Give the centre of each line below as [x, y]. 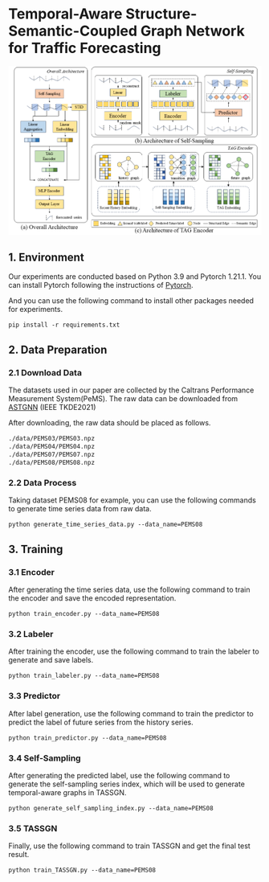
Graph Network [192, 31]
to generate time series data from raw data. [80, 509]
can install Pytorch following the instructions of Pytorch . [101, 285]
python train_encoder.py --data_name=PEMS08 [84, 614]
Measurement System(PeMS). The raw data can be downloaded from [123, 399]
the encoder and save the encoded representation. [92, 598]
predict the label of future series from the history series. [101, 722]
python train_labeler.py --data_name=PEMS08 [84, 676]
